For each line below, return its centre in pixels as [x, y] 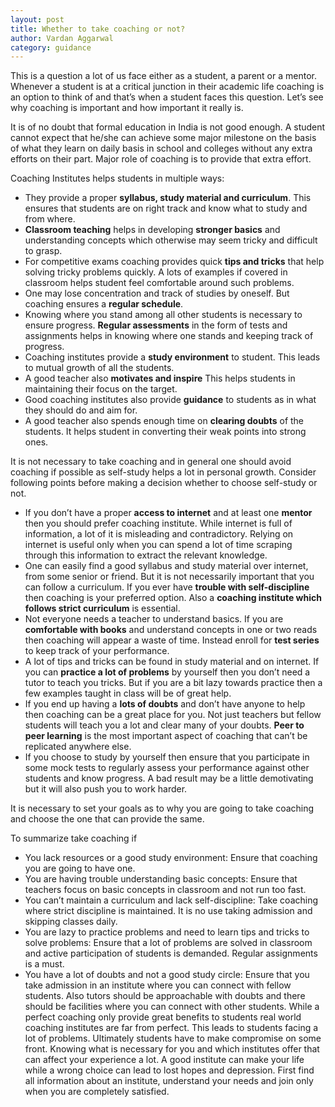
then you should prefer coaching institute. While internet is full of [158, 523]
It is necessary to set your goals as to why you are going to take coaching [162, 808]
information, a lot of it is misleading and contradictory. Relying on [159, 534]
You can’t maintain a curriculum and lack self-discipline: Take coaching [171, 900]
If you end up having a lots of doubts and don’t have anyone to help [165, 704]
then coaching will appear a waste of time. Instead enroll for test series [172, 640]
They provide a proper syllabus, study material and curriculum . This [168, 198]
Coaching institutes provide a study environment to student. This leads [172, 357]
